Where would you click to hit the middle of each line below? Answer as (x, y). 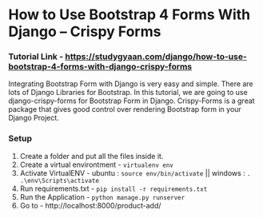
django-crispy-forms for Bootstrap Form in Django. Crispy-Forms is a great (131, 101)
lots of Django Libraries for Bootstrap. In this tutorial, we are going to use (128, 93)
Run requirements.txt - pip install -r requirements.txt (114, 188)
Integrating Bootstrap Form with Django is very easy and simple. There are (131, 84)
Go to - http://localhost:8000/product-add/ (90, 205)
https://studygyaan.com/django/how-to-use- (156, 57)
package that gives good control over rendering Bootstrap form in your (125, 109)
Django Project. (34, 118)
